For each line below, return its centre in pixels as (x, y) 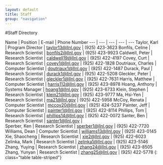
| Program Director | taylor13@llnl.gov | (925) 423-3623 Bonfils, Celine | (78, 48)
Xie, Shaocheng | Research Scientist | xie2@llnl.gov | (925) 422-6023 (76, 136)
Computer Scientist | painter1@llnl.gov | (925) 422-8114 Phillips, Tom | (76, 110)
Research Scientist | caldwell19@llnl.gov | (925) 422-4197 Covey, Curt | (77, 58)
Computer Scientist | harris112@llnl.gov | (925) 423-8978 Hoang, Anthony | (81, 84)
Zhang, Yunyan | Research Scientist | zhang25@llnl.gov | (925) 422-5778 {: (81, 152)
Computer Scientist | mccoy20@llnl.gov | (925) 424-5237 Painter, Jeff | (78, 105)
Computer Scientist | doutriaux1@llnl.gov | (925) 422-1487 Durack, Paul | (79, 68)
